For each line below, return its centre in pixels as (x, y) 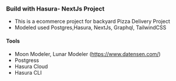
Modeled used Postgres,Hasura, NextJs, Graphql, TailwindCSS (90, 27)
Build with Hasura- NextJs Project (55, 9)
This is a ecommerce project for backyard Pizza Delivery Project (92, 22)
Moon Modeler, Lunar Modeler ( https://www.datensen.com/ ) (88, 54)
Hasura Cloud (31, 66)
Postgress (27, 60)
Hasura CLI (28, 72)
